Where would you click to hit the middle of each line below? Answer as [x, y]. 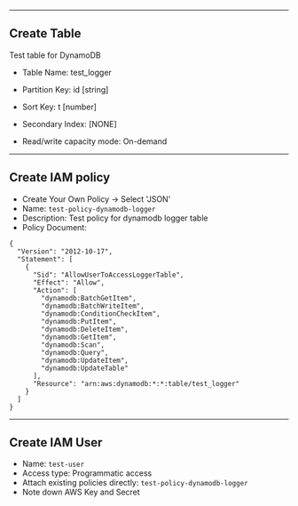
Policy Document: [54, 227]
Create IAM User [56, 442]
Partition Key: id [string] [65, 89]
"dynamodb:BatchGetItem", [89, 298]
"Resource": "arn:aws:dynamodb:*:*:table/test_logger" [136, 383]
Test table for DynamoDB [55, 55]
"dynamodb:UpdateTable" [85, 368]
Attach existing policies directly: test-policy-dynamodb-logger [135, 483]
